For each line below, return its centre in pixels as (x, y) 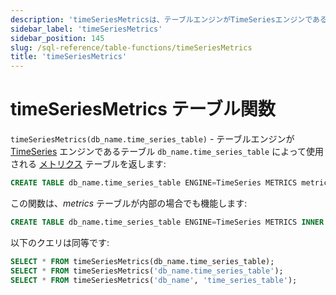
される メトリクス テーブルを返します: (88, 164)
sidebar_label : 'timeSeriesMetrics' (86, 29)
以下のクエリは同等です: (60, 242)
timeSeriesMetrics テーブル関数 (143, 109)
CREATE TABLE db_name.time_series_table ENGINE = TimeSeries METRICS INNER (167, 222)
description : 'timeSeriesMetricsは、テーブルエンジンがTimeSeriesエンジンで (161, 19)
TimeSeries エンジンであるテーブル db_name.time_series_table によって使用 (167, 152)
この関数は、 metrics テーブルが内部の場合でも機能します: (129, 203)
